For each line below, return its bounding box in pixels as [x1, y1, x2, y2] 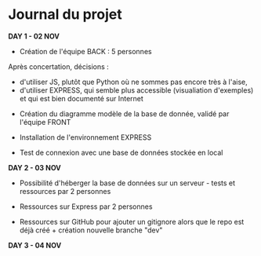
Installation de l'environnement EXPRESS [19, 132, 152, 142]
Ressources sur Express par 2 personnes [19, 202, 153, 211]
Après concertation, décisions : [8, 61, 110, 71]
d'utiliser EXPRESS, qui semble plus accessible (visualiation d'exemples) [19, 85, 254, 95]
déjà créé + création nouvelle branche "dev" [19, 225, 163, 235]
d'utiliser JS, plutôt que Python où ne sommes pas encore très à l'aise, [19, 77, 248, 86]
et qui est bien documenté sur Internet [19, 93, 143, 103]
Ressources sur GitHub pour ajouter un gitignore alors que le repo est [19, 217, 245, 226]
